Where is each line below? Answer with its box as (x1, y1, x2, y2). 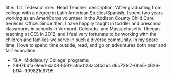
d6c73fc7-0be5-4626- (112, 63, 161, 68)
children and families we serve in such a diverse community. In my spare (5, 36, 158, 43)
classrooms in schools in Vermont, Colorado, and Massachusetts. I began (5, 26, 160, 32)
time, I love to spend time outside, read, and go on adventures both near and (5, 42, 166, 48)
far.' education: (5, 48, 37, 53)
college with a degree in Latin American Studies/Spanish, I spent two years (5, 10, 163, 16)
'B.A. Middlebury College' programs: (12, 57, 90, 63)
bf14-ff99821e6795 (12, 68, 54, 74)
